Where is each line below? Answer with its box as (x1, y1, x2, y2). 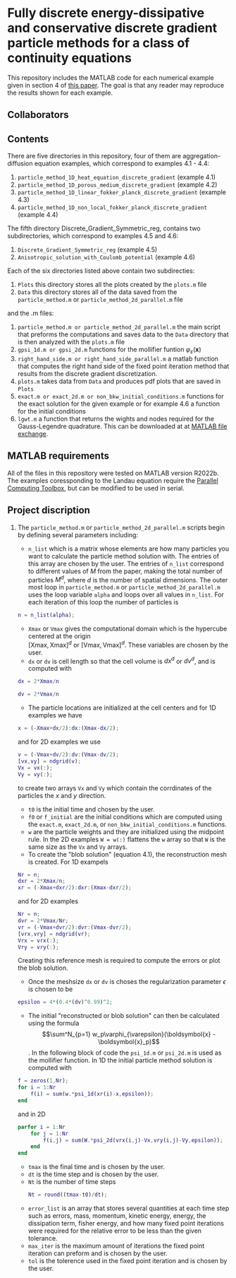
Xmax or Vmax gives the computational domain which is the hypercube (27, 624, 228, 633)
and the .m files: (7, 309, 54, 317)
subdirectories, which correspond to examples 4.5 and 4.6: (7, 232, 179, 240)
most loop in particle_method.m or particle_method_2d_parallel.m (27, 583, 221, 592)
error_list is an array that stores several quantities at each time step (27, 1204, 230, 1213)
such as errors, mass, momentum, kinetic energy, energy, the (27, 1212, 206, 1220)
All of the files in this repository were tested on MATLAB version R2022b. (7, 469, 220, 477)
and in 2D (17, 1110, 46, 1118)
